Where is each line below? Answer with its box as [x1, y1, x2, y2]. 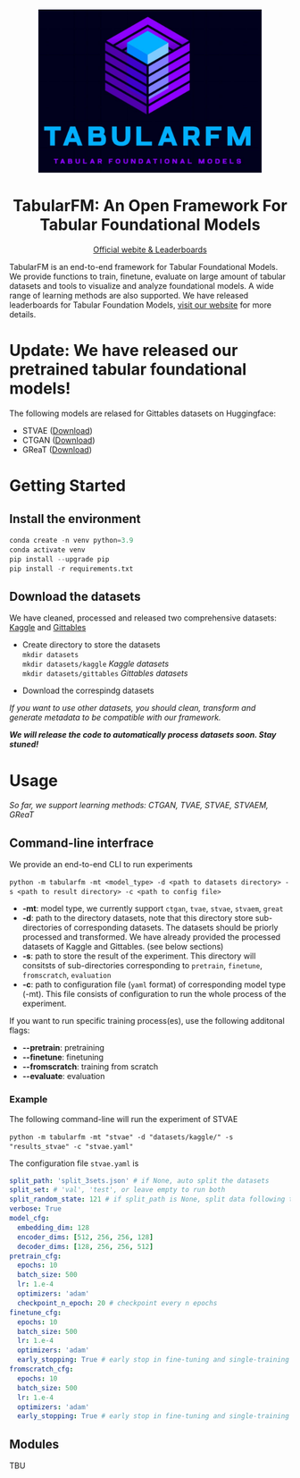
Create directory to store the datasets [21, 639, 161, 650]
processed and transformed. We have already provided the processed [21, 932, 281, 942]
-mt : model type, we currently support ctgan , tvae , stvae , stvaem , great [21, 903, 284, 914]
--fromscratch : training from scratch [21, 1061, 159, 1072]
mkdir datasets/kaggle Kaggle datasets [21, 658, 170, 670]
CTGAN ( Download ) [21, 435, 96, 446]
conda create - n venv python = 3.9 [9, 536, 134, 545]
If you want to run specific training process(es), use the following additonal [9, 1016, 286, 1026]
